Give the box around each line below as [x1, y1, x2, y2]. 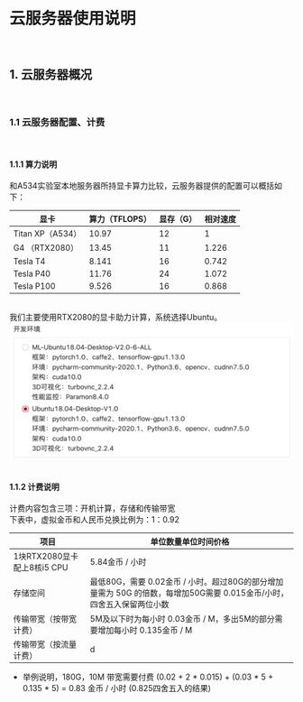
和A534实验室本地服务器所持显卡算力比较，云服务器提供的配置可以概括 [9, 180, 275, 191]
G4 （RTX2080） [13, 243, 79, 254]
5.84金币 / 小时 [89, 557, 147, 568]
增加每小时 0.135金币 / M [97, 624, 193, 635]
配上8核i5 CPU [13, 562, 69, 573]
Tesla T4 [13, 255, 46, 266]
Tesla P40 [13, 268, 51, 279]
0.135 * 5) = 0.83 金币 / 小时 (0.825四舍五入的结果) [22, 683, 212, 694]
